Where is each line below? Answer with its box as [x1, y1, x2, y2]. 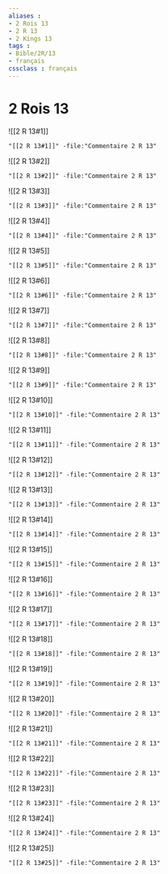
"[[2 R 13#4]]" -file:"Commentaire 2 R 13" [8, 232, 157, 240]
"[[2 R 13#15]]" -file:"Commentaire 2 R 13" [8, 560, 161, 568]
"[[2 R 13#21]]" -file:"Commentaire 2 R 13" [8, 739, 161, 748]
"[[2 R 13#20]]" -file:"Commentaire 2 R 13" [8, 710, 161, 718]
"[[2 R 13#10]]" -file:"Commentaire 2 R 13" [8, 411, 161, 419]
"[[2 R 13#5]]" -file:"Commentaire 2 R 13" [8, 261, 157, 270]
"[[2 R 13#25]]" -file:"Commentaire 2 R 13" [8, 859, 161, 867]
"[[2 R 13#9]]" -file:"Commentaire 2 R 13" [8, 381, 157, 389]
